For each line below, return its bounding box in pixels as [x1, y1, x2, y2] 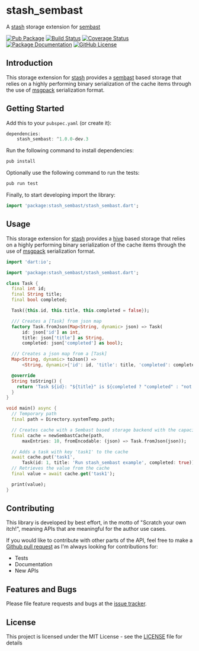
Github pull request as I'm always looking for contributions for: [6, 543, 158, 550]
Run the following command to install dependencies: [6, 147, 134, 154]
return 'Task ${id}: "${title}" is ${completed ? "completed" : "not [17, 383, 192, 390]
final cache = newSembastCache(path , [11, 432, 105, 438]
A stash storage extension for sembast [6, 23, 101, 30]
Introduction [6, 58, 53, 68]
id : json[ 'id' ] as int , [21, 329, 81, 335]
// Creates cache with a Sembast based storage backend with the [11, 427, 176, 433]
